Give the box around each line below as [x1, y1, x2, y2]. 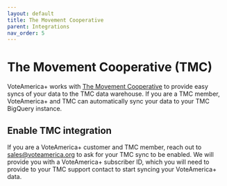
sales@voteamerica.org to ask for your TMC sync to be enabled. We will [7, 151, 214, 158]
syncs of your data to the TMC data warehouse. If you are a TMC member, [7, 90, 220, 98]
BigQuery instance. [7, 105, 62, 113]
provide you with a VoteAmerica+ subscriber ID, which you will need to [7, 158, 210, 166]
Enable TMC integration [7, 124, 112, 136]
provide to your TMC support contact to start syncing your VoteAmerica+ [7, 165, 217, 174]
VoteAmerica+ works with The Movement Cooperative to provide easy [7, 83, 208, 91]
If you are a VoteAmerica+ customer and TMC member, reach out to [7, 143, 202, 151]
